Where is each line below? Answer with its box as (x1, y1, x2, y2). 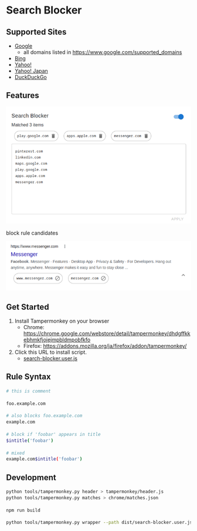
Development (6, 472, 57, 482)
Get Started (6, 302, 49, 312)
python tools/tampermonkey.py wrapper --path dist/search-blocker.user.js (6, 520, 193, 526)
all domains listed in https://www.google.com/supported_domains (23, 49, 182, 56)
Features (6, 90, 39, 100)
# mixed (6, 450, 25, 456)
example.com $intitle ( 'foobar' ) (6, 456, 83, 462)
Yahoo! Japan (14, 67, 48, 74)
